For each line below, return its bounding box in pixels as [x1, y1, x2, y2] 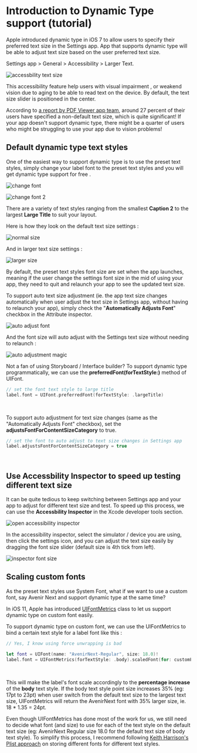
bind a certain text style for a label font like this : [6, 629, 122, 636]
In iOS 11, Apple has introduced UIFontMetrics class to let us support [6, 605, 171, 612]
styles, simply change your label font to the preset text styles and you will [6, 164, 184, 171]
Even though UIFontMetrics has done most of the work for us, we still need [6, 715, 187, 722]
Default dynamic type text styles [6, 142, 128, 152]
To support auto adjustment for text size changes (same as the [6, 414, 158, 421]
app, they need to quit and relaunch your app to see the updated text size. [6, 281, 185, 288]
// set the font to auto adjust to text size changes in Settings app [6, 438, 182, 444]
